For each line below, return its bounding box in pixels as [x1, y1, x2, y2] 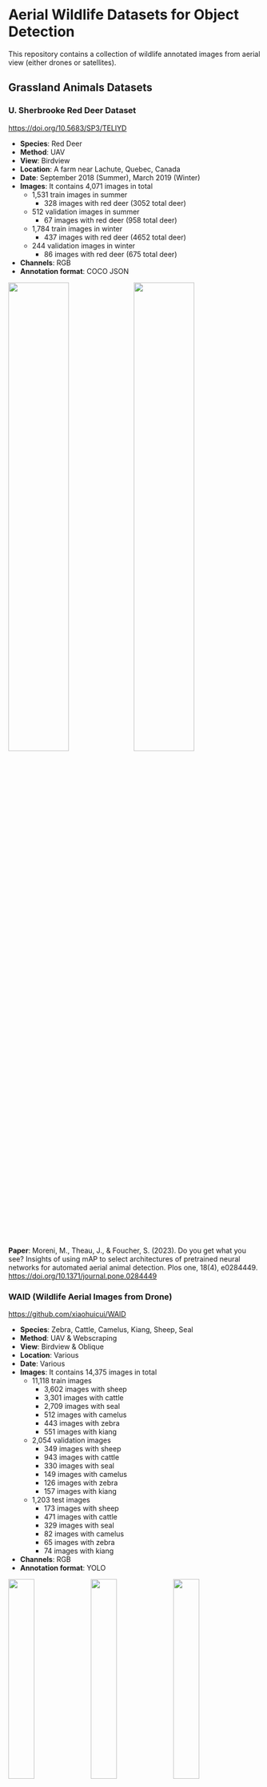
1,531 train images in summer [31, 190, 128, 199]
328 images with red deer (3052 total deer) [43, 198, 186, 207]
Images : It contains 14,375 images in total [19, 1367, 157, 1377]
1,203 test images [31, 1495, 90, 1504]
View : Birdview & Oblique [19, 1342, 104, 1351]
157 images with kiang [43, 1486, 118, 1495]
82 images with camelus [43, 1528, 125, 1539]
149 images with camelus [43, 1469, 128, 1479]
